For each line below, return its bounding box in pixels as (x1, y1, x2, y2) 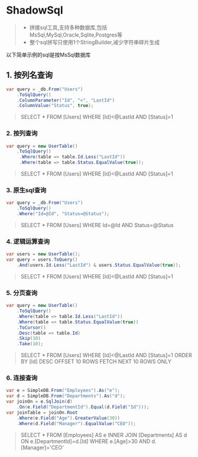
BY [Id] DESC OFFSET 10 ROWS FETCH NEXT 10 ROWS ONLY (20, 358, 171, 365)
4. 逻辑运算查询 (6, 237, 50, 245)
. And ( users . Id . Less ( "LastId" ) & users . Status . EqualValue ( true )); (17, 262, 181, 268)
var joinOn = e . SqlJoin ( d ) (6, 398, 73, 405)
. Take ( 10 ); (17, 341, 44, 347)
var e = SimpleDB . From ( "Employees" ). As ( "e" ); (6, 388, 120, 394)
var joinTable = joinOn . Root (6, 409, 78, 416)
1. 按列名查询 (6, 70, 53, 80)
